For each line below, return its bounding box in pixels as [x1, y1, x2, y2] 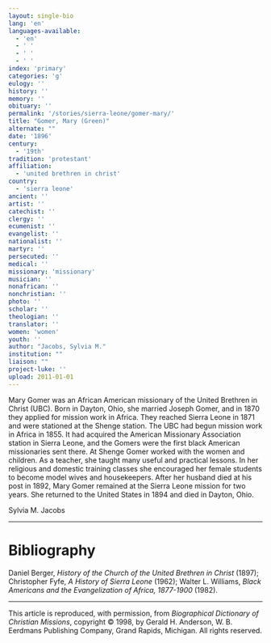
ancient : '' [8, 192, 48, 201]
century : [8, 139, 38, 148]
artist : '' [8, 200, 45, 208]
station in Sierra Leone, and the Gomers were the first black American [8, 438, 240, 447]
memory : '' [8, 95, 45, 103]
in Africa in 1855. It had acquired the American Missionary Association [8, 429, 242, 439]
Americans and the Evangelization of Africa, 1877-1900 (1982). [8, 585, 218, 594]
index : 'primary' [8, 65, 67, 73]
